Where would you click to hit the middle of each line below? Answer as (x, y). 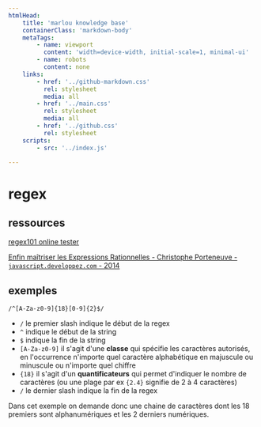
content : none (66, 67)
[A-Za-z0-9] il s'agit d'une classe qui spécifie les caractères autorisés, (135, 349)
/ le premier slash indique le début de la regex (95, 323)
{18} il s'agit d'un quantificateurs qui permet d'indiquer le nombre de (133, 374)
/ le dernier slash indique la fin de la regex (89, 391)
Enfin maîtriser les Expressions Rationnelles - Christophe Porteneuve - (123, 257)
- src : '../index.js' (72, 148)
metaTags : (39, 38)
